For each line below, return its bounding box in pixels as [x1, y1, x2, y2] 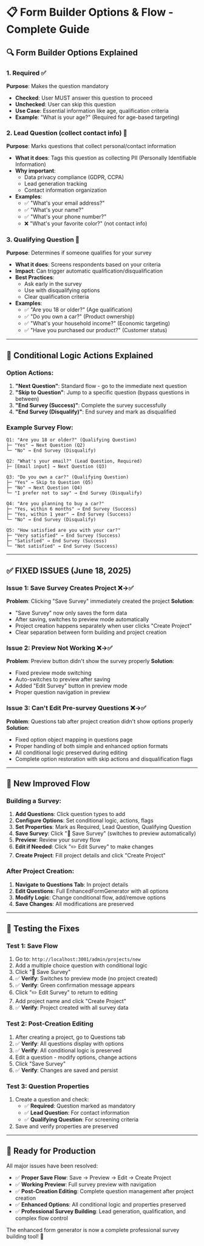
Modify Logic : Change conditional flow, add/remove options [15, 894, 166, 901]
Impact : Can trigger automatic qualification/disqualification [15, 267, 163, 274]
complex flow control [15, 1214, 69, 1222]
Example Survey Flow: [6, 423, 73, 432]
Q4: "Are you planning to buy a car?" [6, 501, 104, 507]
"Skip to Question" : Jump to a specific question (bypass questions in [15, 389, 190, 396]
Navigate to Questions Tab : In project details [15, 880, 129, 888]
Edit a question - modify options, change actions [15, 1054, 137, 1061]
